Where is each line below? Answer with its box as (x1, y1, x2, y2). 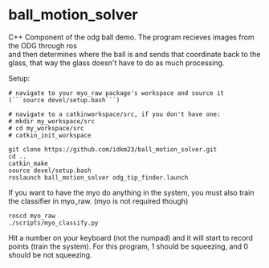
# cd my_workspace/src (8, 124, 84, 132)
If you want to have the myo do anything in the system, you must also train (8, 188, 255, 197)
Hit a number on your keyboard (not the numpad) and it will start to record (8, 233, 253, 242)
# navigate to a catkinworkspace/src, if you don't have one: (8, 110, 221, 118)
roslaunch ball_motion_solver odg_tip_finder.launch (8, 173, 189, 182)
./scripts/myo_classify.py (8, 219, 99, 227)
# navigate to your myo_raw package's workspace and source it (8, 89, 225, 97)
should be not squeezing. (8, 249, 92, 259)
